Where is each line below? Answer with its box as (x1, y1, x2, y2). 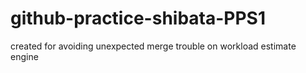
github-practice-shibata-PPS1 (10, 7, 267, 30)
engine (10, 50, 39, 62)
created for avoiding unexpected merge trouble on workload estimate (10, 40, 297, 52)
